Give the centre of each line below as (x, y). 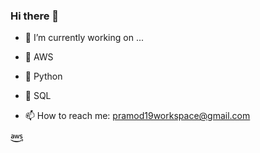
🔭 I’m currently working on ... (84, 38)
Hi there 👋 (35, 16)
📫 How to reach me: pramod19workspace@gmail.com (137, 116)
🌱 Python (43, 76)
